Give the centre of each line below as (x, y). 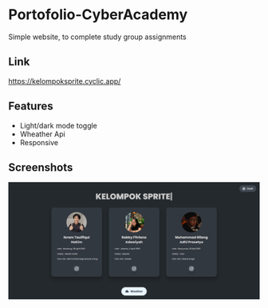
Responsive (39, 142)
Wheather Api (42, 134)
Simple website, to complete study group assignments (98, 37)
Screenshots (41, 167)
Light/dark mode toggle (59, 125)
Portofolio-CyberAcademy (98, 15)
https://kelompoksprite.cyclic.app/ (65, 81)
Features (31, 107)
